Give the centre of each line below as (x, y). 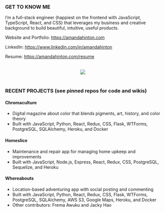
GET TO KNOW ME (28, 7)
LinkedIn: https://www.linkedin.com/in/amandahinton (59, 47)
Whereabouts (19, 179)
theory (19, 119)
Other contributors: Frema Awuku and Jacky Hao (62, 205)
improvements (27, 156)
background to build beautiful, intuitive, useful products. (62, 28)
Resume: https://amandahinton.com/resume (50, 57)
